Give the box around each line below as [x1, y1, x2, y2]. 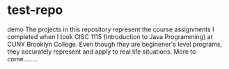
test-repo [7, 2, 63, 18]
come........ [7, 54, 38, 63]
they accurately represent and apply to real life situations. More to [7, 47, 196, 56]
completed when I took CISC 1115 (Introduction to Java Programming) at [7, 32, 213, 40]
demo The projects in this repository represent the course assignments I [7, 25, 214, 33]
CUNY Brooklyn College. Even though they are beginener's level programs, [7, 40, 223, 48]
